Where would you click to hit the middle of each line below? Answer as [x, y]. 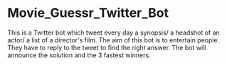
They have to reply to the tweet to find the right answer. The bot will [107, 47]
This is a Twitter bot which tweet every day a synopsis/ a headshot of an [114, 32]
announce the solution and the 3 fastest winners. [79, 55]
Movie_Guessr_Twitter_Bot [88, 13]
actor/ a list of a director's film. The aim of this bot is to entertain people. [114, 40]
